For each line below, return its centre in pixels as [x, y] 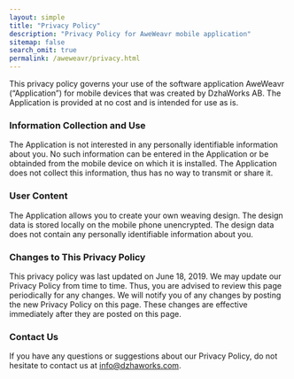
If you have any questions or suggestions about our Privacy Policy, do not [143, 356]
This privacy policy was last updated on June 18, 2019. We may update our [145, 276]
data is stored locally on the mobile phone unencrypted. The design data [142, 224]
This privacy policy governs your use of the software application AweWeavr [147, 84]
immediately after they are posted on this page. [95, 313]
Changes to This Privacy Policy [77, 257]
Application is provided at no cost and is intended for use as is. [124, 102]
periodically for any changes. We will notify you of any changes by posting [145, 295]
